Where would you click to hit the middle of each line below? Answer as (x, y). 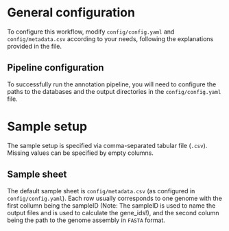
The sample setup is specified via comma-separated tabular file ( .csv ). (107, 145)
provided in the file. (34, 46)
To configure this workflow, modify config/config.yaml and (91, 32)
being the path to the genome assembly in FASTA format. (86, 220)
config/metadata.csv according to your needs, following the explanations (110, 38)
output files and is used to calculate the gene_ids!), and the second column (113, 212)
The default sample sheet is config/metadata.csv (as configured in (101, 191)
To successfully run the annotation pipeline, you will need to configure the (112, 84)
